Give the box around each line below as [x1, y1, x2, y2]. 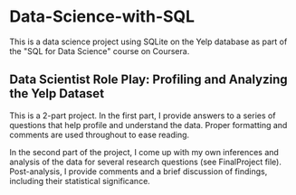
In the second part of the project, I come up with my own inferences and [9, 146, 279, 157]
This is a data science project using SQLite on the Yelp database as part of [9, 36, 288, 47]
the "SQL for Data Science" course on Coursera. [9, 45, 190, 56]
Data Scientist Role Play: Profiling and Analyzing [9, 72, 288, 88]
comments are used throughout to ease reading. [9, 129, 190, 140]
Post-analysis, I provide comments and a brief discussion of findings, [9, 165, 268, 177]
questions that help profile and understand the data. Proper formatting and [9, 119, 288, 130]
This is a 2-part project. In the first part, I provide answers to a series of [9, 110, 276, 121]
